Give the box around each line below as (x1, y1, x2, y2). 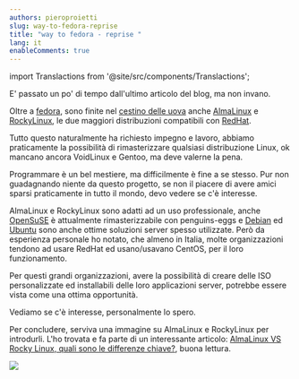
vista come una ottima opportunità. (9, 289, 139, 300)
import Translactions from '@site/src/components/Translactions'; (9, 71, 251, 82)
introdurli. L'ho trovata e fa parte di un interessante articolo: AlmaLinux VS (9, 333, 282, 345)
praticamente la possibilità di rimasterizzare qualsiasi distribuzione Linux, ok (9, 142, 290, 153)
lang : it (9, 38, 42, 47)
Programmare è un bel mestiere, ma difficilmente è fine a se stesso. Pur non (9, 169, 289, 180)
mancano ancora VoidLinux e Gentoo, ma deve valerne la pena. (9, 151, 243, 162)
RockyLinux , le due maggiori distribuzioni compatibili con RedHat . (9, 116, 252, 126)
